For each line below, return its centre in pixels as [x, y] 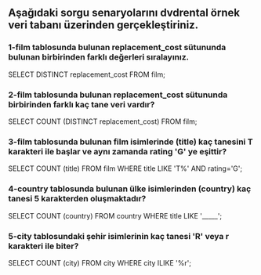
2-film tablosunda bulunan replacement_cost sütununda [118, 95]
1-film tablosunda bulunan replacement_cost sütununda [117, 48]
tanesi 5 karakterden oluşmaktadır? [77, 199]
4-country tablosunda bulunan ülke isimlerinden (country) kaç [130, 189]
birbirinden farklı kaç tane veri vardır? [82, 104]
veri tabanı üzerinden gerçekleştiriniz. [103, 25]
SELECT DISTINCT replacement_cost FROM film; [87, 74]
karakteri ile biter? [43, 246]
